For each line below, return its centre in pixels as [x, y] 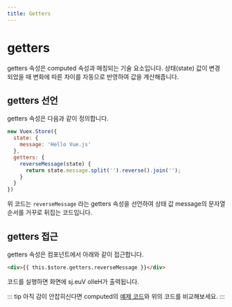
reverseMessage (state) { [55, 164]
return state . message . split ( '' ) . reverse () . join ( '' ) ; [103, 170]
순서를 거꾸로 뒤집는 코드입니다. [50, 213]
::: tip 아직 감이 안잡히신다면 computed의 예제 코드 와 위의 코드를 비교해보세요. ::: [116, 296]
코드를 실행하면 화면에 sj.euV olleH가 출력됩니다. [73, 281]
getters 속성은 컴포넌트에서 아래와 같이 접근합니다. [75, 254]
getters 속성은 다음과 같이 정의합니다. [58, 119]
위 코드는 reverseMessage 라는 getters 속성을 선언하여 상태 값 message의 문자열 [116, 204]
